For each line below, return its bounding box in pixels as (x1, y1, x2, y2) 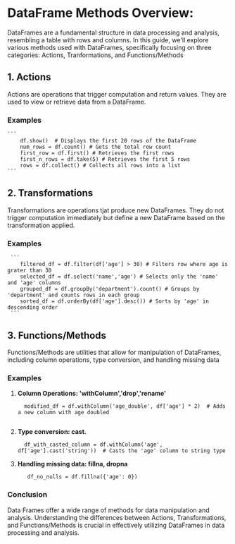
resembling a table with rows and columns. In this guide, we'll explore (7, 35, 209, 44)
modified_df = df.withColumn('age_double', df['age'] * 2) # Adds (24, 403, 227, 410)
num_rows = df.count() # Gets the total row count (20, 143, 172, 151)
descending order (7, 304, 58, 311)
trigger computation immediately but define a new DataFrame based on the (7, 213, 225, 222)
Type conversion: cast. (17, 428, 87, 436)
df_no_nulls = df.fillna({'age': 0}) (27, 473, 138, 480)
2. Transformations (7, 187, 94, 199)
